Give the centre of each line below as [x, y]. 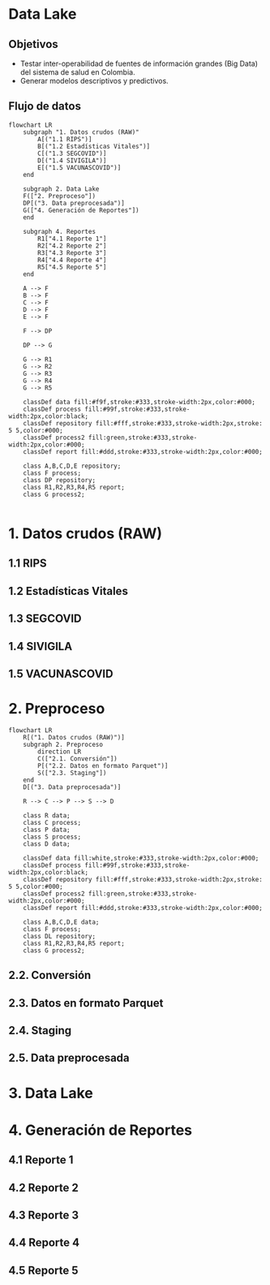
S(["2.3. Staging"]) [72, 773]
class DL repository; [59, 936]
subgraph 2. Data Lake [61, 189]
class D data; [47, 844]
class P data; [47, 830]
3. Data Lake [51, 1093]
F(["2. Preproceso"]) [59, 196]
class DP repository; [59, 480]
